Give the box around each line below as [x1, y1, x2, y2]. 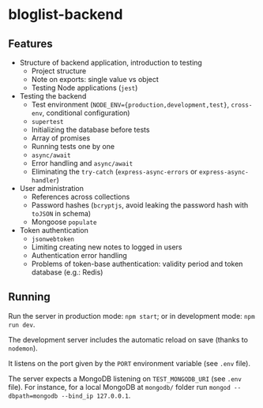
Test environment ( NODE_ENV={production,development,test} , [31, 100, 230, 109]
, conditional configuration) [42, 108, 130, 118]
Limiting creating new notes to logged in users [31, 242, 182, 252]
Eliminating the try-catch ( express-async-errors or [31, 167, 197, 176]
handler [31, 177, 57, 185]
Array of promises [31, 133, 91, 143]
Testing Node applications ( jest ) [31, 83, 138, 92]
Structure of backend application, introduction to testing [19, 58, 203, 67]
